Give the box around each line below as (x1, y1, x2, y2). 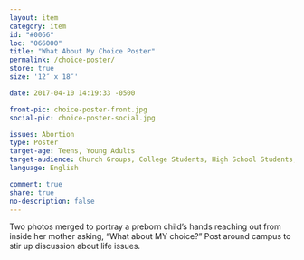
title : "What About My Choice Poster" (9, 47, 156, 56)
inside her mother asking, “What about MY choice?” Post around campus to (9, 231, 291, 242)
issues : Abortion (9, 130, 75, 139)
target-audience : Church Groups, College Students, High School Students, (9, 155, 298, 164)
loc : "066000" (9, 38, 63, 48)
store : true (9, 64, 54, 73)
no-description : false (9, 197, 95, 206)
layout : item (9, 13, 59, 23)
